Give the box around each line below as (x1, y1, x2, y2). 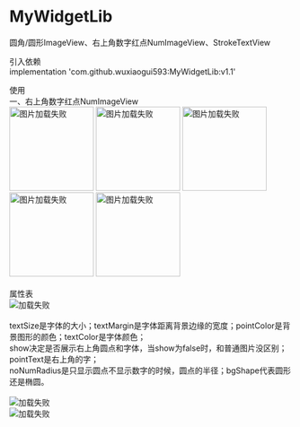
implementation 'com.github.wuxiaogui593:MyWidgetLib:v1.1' (9, 65, 236, 77)
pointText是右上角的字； (9, 353, 100, 364)
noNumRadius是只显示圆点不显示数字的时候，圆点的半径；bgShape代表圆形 (9, 365, 292, 376)
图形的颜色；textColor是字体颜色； (16, 331, 146, 342)
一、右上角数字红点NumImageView (9, 96, 139, 107)
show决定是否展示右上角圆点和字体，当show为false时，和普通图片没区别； (9, 343, 287, 353)
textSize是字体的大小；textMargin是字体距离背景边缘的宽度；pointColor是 (9, 320, 283, 331)
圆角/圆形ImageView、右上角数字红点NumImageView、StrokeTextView (9, 37, 271, 48)
